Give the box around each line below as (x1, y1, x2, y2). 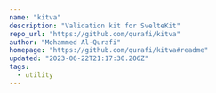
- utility (17, 71, 53, 80)
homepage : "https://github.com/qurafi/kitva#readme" (9, 46, 209, 55)
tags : (9, 63, 29, 72)
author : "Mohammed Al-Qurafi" (9, 37, 122, 47)
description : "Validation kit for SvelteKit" (9, 21, 180, 30)
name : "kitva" (9, 12, 62, 22)
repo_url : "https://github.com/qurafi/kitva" (9, 29, 180, 38)
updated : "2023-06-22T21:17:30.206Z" (9, 54, 149, 63)
